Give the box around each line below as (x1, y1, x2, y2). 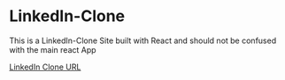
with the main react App (9, 44, 96, 55)
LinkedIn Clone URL (9, 62, 81, 72)
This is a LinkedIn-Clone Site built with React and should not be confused (9, 35, 277, 46)
